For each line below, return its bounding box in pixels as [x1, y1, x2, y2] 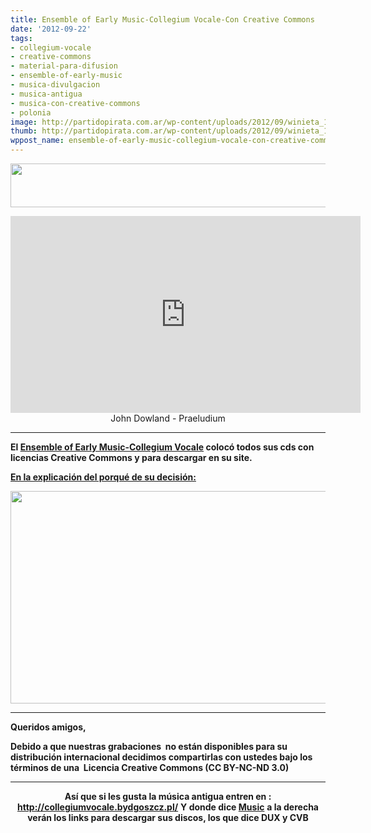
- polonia [10, 107, 52, 118]
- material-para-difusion [10, 61, 118, 71]
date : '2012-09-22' [10, 24, 92, 34]
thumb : [10, 126, 38, 136]
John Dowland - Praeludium [110, 412, 226, 424]
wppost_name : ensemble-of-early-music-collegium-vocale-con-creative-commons [10, 136, 342, 146]
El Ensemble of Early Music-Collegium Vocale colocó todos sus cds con [10, 441, 315, 453]
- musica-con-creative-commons [10, 98, 141, 108]
